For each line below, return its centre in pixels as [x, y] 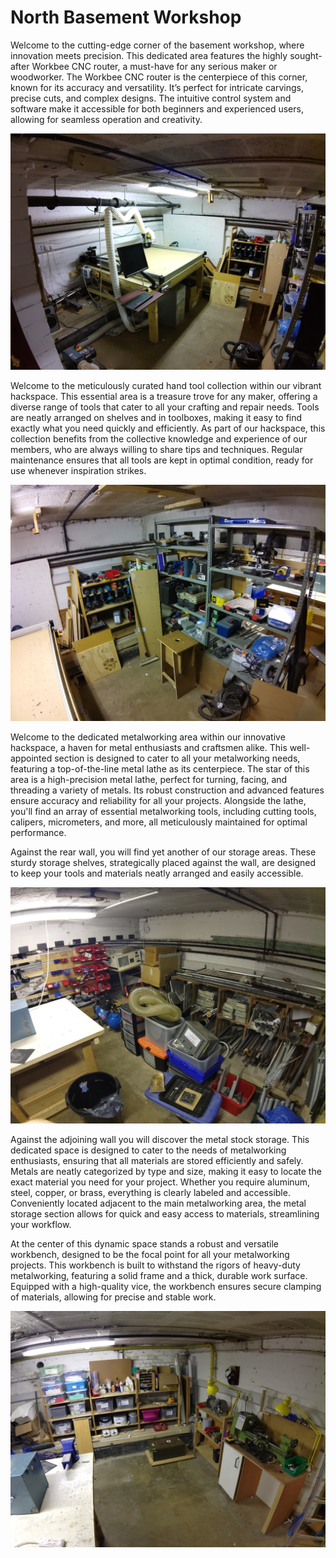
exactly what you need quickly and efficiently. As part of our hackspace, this [168, 428]
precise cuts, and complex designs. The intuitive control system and [151, 98]
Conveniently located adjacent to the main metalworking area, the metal [158, 1203]
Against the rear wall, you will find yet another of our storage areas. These [163, 852]
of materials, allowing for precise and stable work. [113, 1297]
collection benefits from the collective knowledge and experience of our [159, 438]
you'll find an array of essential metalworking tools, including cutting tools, [163, 811]
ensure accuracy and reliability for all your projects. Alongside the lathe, [158, 800]
